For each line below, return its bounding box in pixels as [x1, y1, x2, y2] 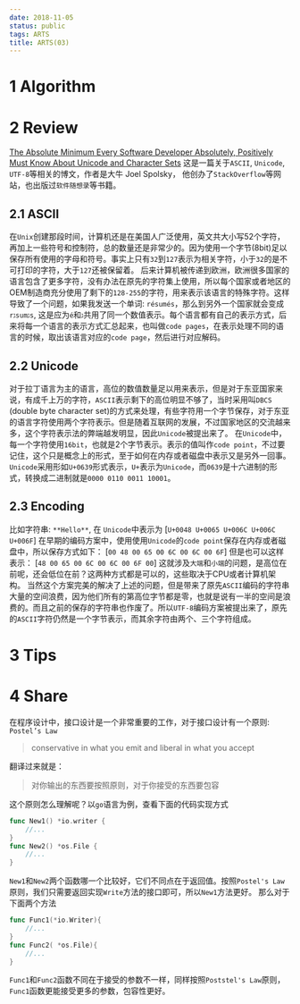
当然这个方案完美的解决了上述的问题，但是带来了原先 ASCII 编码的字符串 [26, 579, 290, 590]
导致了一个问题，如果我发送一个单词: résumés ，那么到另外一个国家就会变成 [9, 299, 285, 309]
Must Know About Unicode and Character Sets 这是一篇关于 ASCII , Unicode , [9, 157, 286, 168]
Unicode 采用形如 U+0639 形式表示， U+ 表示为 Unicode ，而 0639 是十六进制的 [9, 461, 271, 472]
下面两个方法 [9, 898, 56, 908]
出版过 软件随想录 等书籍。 [32, 180, 121, 190]
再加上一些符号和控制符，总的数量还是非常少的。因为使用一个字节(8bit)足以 [9, 242, 287, 253]
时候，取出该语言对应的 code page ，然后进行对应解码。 [24, 332, 226, 342]
